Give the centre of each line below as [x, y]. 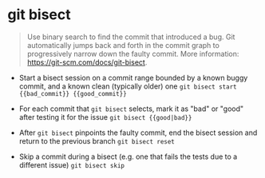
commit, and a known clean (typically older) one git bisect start [128, 86]
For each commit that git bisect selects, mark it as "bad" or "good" [131, 109]
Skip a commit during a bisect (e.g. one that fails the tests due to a [128, 156]
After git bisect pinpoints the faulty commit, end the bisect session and [138, 133]
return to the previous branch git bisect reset [97, 140]
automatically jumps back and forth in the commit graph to [123, 45]
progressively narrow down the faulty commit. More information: [133, 53]
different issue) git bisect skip [72, 164]
